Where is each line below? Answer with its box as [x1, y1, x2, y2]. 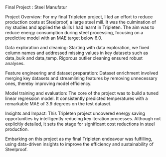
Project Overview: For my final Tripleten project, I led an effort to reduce [5, 14, 153, 19]
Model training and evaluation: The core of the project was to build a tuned [5, 90, 159, 96]
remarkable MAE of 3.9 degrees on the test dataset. [5, 101, 112, 106]
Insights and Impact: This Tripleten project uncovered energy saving [5, 110, 146, 116]
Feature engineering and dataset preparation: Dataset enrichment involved [5, 70, 159, 76]
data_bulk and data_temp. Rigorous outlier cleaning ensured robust [5, 55, 143, 61]
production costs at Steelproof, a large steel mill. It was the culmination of [5, 19, 156, 25]
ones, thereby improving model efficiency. [5, 80, 92, 86]
